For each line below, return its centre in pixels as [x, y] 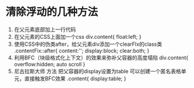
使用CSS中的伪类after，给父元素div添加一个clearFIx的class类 [88, 44]
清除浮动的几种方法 [52, 12]
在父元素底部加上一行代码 [45, 29]
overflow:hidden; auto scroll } [50, 64]
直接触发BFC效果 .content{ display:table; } [75, 78]
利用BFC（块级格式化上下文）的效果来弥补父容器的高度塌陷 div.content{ [101, 57]
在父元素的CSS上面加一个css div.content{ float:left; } [78, 36]
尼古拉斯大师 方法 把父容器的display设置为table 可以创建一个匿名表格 [98, 71]
